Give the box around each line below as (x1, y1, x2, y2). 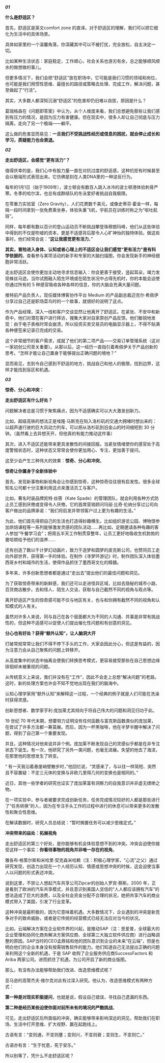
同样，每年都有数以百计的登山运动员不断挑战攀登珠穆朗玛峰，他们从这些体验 (5, 224, 160, 229)
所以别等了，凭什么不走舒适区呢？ (5, 1053, 74, 1059)
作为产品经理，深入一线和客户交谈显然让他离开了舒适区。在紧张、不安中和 (5, 309, 156, 315)
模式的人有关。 (9, 603, 40, 609)
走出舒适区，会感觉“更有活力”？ (5, 157, 70, 163)
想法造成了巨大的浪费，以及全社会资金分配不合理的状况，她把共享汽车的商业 (5, 892, 160, 898)
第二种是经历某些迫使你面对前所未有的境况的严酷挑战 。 (5, 1005, 117, 1010)
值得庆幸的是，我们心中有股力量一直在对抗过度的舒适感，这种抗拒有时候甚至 (5, 168, 160, 173)
